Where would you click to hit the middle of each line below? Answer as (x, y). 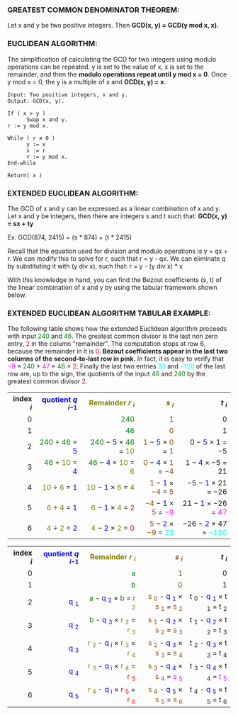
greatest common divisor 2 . (47, 381)
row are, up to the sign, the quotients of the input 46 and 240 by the (107, 374)
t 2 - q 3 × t (208, 643)
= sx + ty (21, 223)
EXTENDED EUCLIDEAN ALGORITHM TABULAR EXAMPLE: (109, 313)
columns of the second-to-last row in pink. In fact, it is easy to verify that (116, 359)
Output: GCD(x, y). (36, 101)
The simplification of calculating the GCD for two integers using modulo (112, 59)
